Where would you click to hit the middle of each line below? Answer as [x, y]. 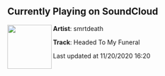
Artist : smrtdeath [78, 28]
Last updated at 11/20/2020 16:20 [102, 56]
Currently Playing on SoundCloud [83, 12]
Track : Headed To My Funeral [96, 42]
